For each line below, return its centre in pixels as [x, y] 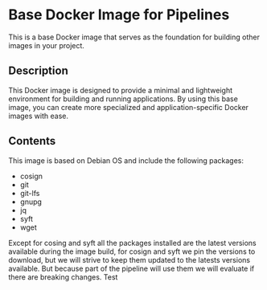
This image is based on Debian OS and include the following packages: [126, 160]
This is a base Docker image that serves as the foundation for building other [134, 37]
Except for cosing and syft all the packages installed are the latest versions [132, 243]
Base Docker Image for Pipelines [119, 15]
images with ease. [38, 116]
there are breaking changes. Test [63, 277]
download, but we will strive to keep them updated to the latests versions [129, 259]
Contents [32, 141]
